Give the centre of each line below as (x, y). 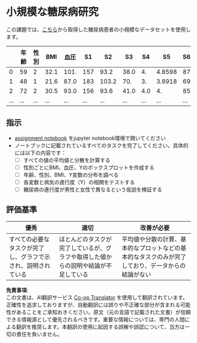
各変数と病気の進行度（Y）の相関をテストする (79, 182)
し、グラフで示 (30, 257)
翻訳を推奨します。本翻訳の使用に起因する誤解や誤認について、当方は (101, 327)
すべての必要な (29, 239)
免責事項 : (17, 290)
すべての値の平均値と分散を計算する (67, 160)
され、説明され (30, 265)
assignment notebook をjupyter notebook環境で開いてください (90, 138)
